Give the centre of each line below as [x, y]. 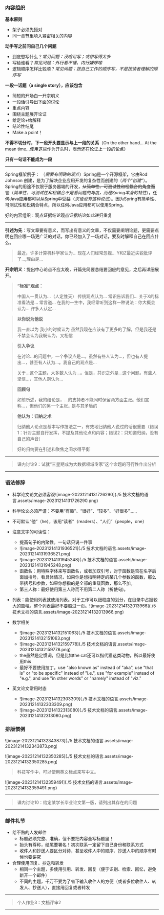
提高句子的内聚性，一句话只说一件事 [56, 542]
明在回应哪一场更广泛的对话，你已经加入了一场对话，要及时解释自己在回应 [80, 236]
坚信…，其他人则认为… [40, 379]
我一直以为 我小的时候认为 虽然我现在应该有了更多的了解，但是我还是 [87, 329]
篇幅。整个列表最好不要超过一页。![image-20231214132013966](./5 [88, 606]
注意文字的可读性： [31, 531]
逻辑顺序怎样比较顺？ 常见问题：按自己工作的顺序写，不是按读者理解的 [83, 69]
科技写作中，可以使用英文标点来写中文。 [58, 772]
